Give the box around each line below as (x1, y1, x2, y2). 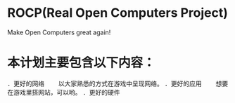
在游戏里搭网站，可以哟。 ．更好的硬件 (7, 88, 120, 96)
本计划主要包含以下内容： (7, 55, 156, 71)
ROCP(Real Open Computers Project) (7, 5, 229, 21)
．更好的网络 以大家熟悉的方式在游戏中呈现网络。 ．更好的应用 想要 (7, 79, 229, 88)
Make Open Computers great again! (7, 28, 111, 36)
